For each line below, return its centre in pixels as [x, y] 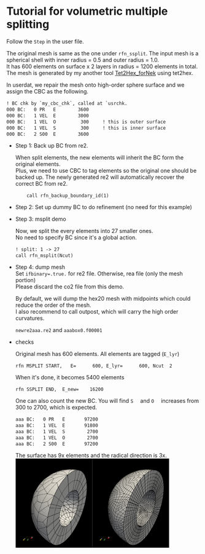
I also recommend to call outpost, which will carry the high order [97, 311]
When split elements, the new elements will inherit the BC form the [99, 157]
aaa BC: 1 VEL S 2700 [56, 432]
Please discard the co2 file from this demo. [70, 287]
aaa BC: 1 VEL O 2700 [56, 438]
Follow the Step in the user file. [45, 41]
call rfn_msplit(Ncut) [44, 255]
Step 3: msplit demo [41, 219]
